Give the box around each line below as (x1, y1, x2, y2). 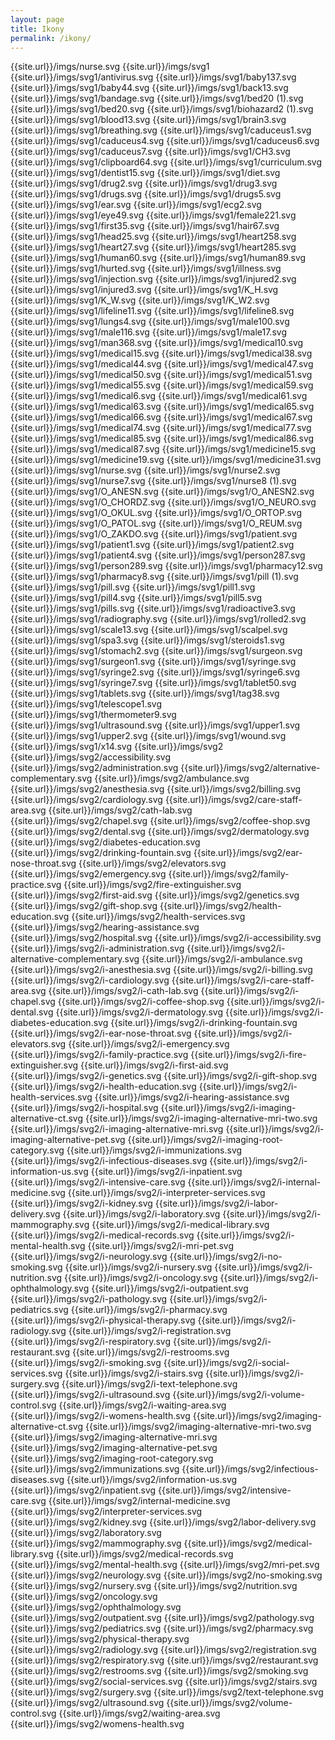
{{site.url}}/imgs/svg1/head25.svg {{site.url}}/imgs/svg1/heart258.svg (10, 231, 297, 243)
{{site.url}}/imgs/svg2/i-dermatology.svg (55, 1006, 224, 1018)
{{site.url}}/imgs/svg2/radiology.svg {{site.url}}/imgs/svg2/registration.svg (10, 1644, 317, 1656)
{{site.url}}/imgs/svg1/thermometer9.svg (10, 709, 177, 721)
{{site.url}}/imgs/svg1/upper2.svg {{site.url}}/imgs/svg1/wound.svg (10, 730, 287, 742)
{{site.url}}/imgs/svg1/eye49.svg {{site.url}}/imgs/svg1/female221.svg (10, 209, 297, 221)
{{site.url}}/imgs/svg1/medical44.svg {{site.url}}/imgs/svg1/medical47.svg (10, 358, 314, 370)
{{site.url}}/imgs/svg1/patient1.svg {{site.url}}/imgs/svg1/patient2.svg (10, 539, 295, 551)
